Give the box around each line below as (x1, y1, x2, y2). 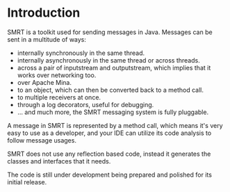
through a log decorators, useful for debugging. (17, 100, 154, 109)
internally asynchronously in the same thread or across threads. (17, 56, 200, 64)
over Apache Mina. (17, 78, 72, 86)
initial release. (7, 177, 47, 186)
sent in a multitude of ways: (7, 35, 87, 43)
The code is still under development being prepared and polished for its (7, 170, 212, 179)
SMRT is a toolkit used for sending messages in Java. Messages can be (7, 28, 213, 36)
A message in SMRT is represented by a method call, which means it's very (7, 121, 224, 129)
